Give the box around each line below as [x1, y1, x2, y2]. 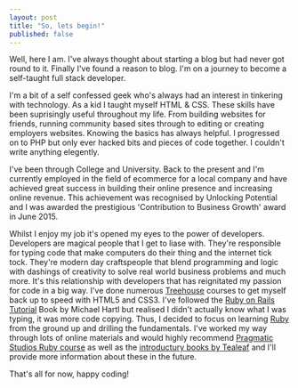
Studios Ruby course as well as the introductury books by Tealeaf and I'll [9, 342, 277, 352]
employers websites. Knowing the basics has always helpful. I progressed [9, 128, 280, 139]
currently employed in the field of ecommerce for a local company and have [9, 174, 287, 184]
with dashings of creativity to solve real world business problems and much [9, 266, 286, 277]
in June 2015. [9, 211, 59, 222]
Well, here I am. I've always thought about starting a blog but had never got [9, 54, 285, 65]
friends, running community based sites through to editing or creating [9, 118, 265, 129]
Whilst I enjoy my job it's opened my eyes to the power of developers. [9, 229, 265, 239]
